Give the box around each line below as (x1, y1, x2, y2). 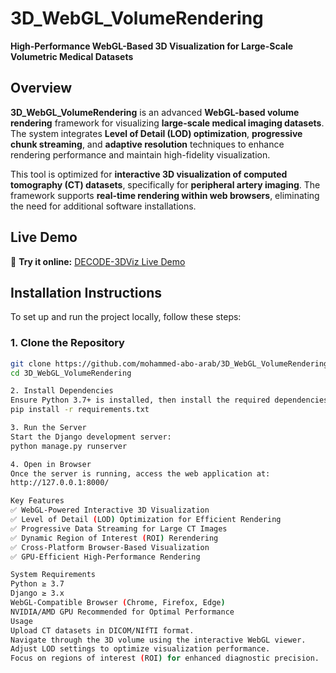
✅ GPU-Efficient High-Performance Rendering (10, 552, 201, 562)
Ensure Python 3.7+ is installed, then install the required (10, 395, 271, 406)
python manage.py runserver (10, 441, 128, 451)
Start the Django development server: (10, 432, 172, 442)
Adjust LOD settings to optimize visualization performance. (10, 644, 271, 654)
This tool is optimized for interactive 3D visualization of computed (10, 168, 288, 180)
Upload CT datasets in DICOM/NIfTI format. (10, 625, 195, 636)
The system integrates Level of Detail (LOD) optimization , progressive (10, 127, 303, 139)
